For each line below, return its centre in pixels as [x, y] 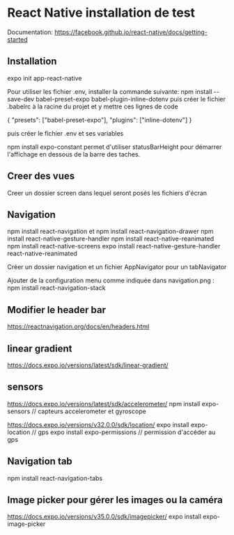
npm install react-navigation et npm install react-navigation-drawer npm [110, 232]
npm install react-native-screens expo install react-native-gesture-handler [114, 246]
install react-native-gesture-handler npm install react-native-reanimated [111, 239]
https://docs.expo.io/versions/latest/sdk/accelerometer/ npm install [104, 404]
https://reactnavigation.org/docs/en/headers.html [78, 327]
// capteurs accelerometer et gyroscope [89, 411]
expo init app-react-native [45, 78]
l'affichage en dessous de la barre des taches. [74, 154]
